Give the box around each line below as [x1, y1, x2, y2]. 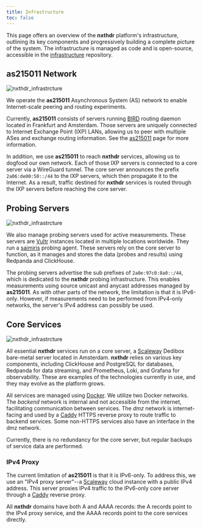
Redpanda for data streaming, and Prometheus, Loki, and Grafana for [6, 366, 180, 374]
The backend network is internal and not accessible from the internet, [6, 398, 182, 405]
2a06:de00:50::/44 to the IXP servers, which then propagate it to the [6, 172, 178, 180]
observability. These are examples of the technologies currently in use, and [6, 373, 196, 380]
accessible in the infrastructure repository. [6, 51, 113, 58]
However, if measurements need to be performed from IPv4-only [20, 295, 183, 303]
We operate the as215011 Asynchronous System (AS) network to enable [6, 97, 188, 104]
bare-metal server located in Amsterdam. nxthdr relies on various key [6, 353, 182, 361]
